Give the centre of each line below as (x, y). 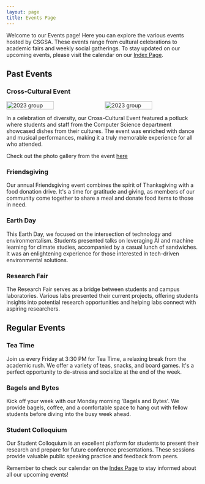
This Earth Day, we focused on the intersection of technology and (89, 234)
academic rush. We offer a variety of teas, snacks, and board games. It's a (100, 365)
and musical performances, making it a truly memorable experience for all (99, 138)
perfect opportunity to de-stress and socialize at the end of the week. (94, 372)
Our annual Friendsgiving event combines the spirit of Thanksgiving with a (100, 185)
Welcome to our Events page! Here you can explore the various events (95, 35)
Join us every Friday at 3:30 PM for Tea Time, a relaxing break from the (96, 358)
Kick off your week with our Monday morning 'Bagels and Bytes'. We (93, 401)
